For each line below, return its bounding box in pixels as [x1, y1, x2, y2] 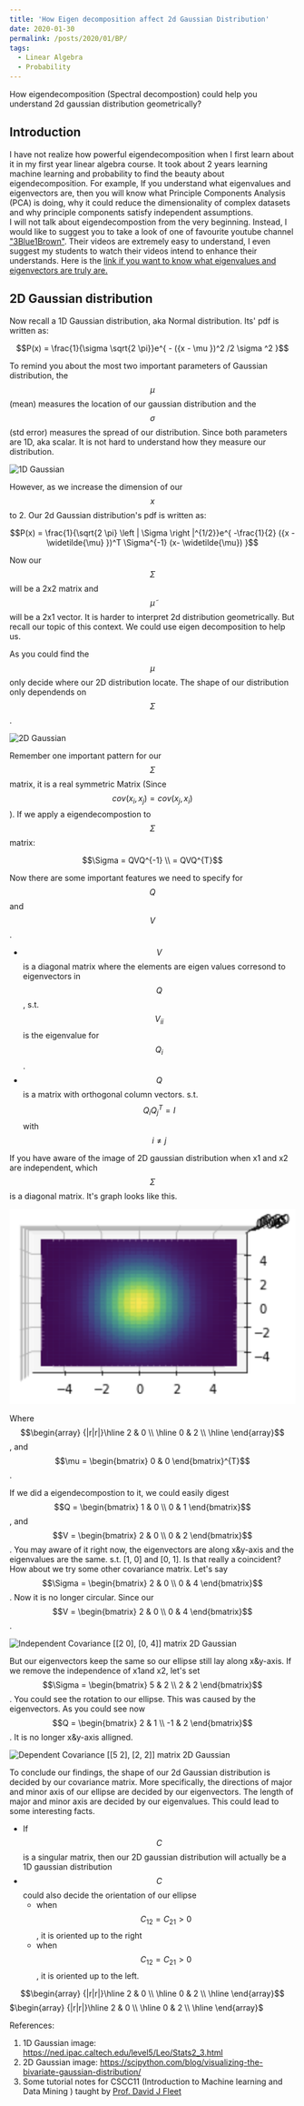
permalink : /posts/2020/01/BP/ [9, 34, 128, 43]
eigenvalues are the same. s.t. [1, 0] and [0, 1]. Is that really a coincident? [9, 1554, 281, 1565]
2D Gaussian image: [22, 2057, 98, 2068]
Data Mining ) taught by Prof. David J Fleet [22, 2086, 181, 2097]
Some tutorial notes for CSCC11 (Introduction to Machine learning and [22, 2076, 283, 2087]
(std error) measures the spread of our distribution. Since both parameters [9, 426, 288, 437]
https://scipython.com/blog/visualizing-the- [99, 2057, 263, 2068]
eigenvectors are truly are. [9, 265, 109, 276]
